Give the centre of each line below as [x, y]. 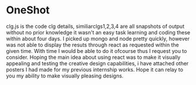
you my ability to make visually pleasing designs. [65, 76]
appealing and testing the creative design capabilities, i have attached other [97, 63]
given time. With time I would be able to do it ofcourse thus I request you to [97, 51]
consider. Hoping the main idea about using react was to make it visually [93, 57]
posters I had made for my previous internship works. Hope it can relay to [94, 69]
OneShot [28, 10]
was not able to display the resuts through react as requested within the [93, 45]
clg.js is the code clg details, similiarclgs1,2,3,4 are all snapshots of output [95, 26]
